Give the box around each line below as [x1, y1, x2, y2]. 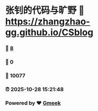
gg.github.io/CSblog [5, 26, 93, 38]
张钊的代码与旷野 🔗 [5, 5, 85, 16]
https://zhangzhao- [5, 16, 90, 27]
